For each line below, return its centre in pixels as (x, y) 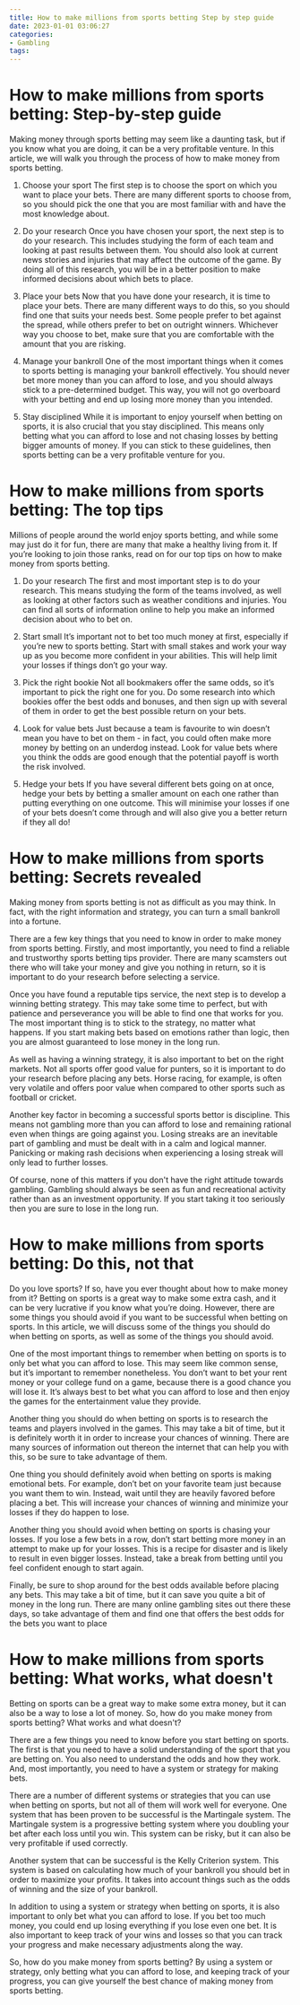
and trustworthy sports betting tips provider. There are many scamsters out (148, 957)
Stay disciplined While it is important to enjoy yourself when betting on (152, 417)
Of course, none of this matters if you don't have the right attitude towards (146, 1180)
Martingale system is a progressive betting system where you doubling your (149, 1824)
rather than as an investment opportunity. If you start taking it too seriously (147, 1199)
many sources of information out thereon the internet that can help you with (149, 1447)
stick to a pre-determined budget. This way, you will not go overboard (151, 390)
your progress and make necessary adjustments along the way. (126, 1944)
